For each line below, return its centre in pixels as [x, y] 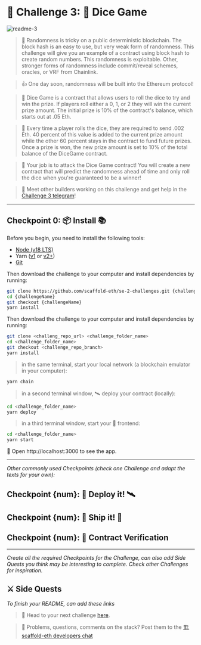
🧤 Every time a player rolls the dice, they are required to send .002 [103, 128]
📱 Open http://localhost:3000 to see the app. [62, 451]
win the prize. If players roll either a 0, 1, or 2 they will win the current [106, 104]
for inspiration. [25, 570]
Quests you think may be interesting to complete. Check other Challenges [98, 564]
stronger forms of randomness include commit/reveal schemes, [100, 66]
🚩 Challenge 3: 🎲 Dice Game [77, 12]
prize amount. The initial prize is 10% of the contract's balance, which [107, 110]
